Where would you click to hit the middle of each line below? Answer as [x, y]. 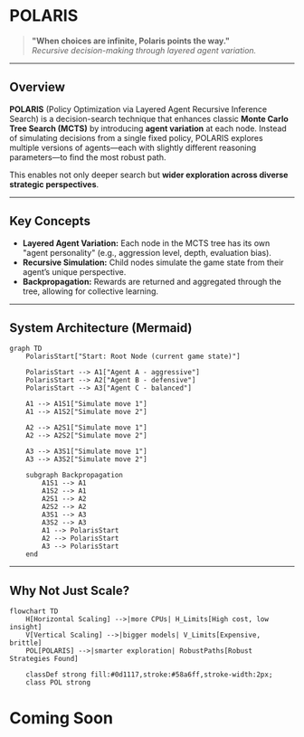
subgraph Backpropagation [75, 476]
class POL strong [58, 683]
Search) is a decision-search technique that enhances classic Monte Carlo [149, 118]
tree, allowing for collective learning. [90, 291]
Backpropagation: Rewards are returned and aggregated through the [152, 281]
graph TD [26, 349]
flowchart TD [34, 611]
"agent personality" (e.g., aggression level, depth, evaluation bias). [147, 252]
